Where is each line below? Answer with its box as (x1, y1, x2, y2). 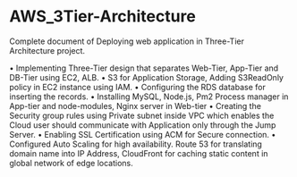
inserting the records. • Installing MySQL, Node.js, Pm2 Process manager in (9, 91, 289, 102)
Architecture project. (9, 45, 86, 55)
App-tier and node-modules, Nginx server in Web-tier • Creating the (9, 100, 262, 111)
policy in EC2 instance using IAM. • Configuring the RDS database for (9, 81, 266, 92)
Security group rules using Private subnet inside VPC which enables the (9, 110, 275, 121)
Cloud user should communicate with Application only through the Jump (9, 119, 276, 131)
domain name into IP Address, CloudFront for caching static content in (9, 147, 268, 158)
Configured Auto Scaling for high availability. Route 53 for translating (9, 139, 262, 149)
